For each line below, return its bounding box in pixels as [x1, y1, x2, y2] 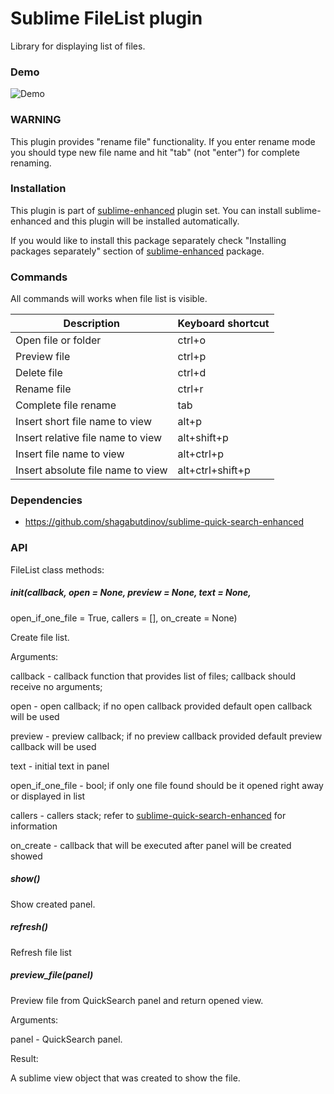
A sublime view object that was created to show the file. [10, 1072, 241, 1084]
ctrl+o [177, 333, 207, 347]
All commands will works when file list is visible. [10, 293, 208, 305]
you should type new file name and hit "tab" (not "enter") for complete [10, 146, 300, 158]
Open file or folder [15, 333, 102, 347]
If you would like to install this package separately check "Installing [10, 234, 287, 246]
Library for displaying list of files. [10, 40, 146, 52]
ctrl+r [177, 382, 204, 396]
